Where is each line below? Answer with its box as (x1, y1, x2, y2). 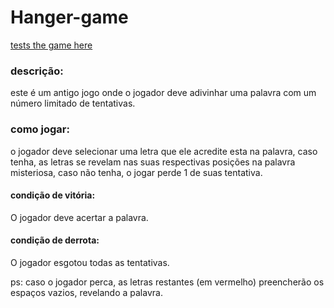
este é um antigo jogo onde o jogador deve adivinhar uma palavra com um (10, 87, 317, 99)
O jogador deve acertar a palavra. (10, 211, 149, 223)
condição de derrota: (10, 234, 100, 246)
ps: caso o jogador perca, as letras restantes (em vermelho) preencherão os (10, 276, 325, 288)
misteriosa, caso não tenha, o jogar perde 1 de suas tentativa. (10, 166, 263, 178)
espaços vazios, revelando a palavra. (10, 286, 163, 298)
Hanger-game (10, 6, 129, 29)
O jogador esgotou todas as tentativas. (10, 256, 170, 268)
